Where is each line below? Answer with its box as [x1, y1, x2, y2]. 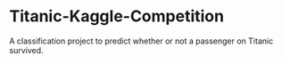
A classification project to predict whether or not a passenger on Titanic [9, 35, 274, 46]
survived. [9, 44, 44, 55]
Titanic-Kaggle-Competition [9, 6, 225, 27]
